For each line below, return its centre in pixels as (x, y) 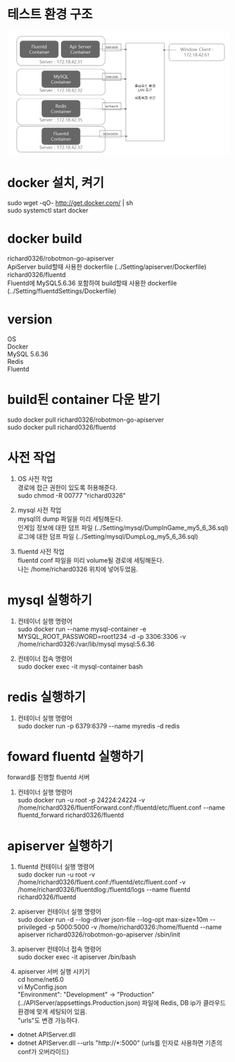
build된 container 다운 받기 (84, 399)
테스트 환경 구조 (50, 14)
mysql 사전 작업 (39, 510)
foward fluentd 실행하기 (76, 756)
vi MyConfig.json (42, 987)
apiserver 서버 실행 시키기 (53, 972)
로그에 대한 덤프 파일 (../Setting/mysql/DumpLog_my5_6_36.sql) (108, 536)
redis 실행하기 (46, 697)
